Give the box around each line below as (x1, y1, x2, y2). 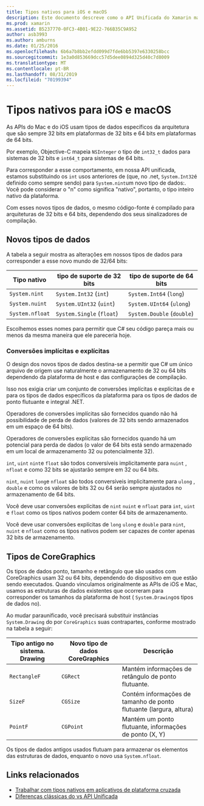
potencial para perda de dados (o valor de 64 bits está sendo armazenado (6, 441, 192, 448)
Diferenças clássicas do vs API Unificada (15, 793, 118, 800)
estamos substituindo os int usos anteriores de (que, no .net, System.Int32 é (6, 173, 197, 180)
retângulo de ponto (121, 672, 177, 681)
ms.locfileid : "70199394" (6, 77, 72, 83)
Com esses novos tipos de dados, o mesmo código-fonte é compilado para (6, 204, 195, 211)
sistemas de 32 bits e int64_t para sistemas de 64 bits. (6, 155, 144, 162)
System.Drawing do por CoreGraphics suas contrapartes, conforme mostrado (6, 618, 196, 625)
